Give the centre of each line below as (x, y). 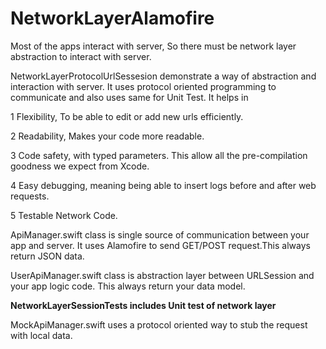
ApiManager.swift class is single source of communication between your (160, 234)
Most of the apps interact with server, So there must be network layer (153, 46)
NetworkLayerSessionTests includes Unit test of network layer (143, 305)
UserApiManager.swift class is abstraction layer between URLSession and (162, 275)
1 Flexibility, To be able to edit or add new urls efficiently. (127, 116)
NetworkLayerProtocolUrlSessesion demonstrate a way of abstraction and (163, 76)
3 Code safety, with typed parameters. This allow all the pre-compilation (159, 155)
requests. (30, 196)
